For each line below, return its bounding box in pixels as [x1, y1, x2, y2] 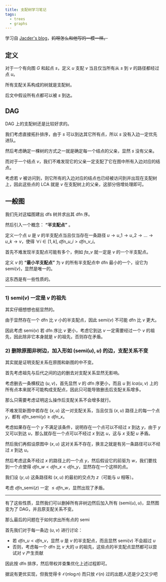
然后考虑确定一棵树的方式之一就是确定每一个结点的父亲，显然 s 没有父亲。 [5, 148, 157, 154]
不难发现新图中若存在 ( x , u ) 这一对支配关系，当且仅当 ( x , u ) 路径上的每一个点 [5, 407, 160, 413]
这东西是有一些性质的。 [5, 276, 53, 282]
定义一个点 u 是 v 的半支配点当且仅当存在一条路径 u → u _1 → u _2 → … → [5, 232, 153, 238]
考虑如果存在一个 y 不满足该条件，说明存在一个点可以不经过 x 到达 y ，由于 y [5, 424, 161, 430]
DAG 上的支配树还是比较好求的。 [5, 121, 72, 127]
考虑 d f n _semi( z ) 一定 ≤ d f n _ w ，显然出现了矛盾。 [5, 485, 108, 491]
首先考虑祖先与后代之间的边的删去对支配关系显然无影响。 [5, 370, 122, 376]
